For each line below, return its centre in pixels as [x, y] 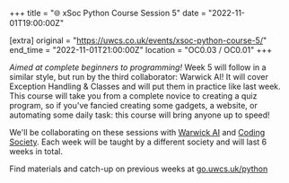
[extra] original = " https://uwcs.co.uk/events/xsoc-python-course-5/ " [138, 40]
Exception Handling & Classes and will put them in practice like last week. [145, 86]
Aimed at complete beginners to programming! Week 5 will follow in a [138, 67]
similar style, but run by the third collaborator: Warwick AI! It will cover [139, 77]
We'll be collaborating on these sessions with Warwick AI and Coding [137, 132]
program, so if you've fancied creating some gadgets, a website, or [133, 105]
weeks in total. [36, 151]
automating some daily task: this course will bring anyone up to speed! [140, 115]
